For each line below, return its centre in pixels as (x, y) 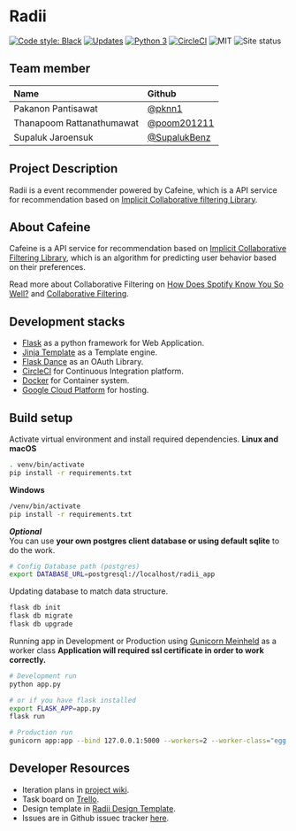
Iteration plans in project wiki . (76, 789)
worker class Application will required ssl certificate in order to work (137, 650)
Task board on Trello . (61, 799)
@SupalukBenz (179, 137)
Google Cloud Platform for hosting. (85, 390)
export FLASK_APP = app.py (55, 708)
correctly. (28, 659)
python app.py (35, 684)
